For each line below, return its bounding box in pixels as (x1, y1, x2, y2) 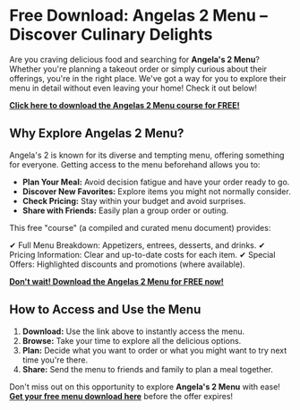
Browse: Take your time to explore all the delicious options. (21, 335, 242, 346)
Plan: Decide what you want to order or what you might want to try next (21, 345, 287, 355)
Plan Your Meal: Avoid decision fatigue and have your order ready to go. (21, 176, 290, 187)
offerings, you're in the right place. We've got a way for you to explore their (9, 73, 287, 83)
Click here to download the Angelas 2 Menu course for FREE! (9, 99, 240, 110)
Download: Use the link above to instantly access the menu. (21, 326, 244, 337)
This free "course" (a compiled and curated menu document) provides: (9, 222, 271, 233)
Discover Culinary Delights (9, 24, 213, 45)
